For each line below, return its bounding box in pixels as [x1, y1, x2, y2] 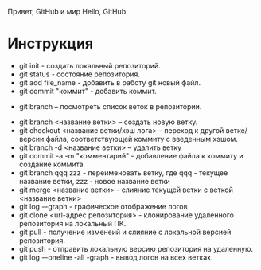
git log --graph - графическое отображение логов [18, 202, 188, 211]
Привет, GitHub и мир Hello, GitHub [7, 7, 127, 16]
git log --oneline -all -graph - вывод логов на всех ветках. [18, 252, 213, 262]
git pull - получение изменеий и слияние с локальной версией [18, 227, 232, 237]
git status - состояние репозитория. [18, 69, 141, 79]
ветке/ [225, 125, 248, 135]
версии [18, 134, 45, 143]
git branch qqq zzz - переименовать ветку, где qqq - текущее [18, 167, 228, 178]
